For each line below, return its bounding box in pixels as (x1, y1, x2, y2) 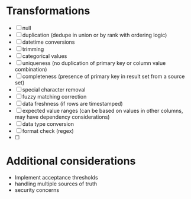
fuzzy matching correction (22, 93, 87, 100)
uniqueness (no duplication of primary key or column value (22, 59, 166, 66)
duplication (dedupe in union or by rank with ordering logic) (22, 31, 167, 38)
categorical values (22, 52, 67, 60)
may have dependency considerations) (14, 113, 110, 120)
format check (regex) (22, 127, 74, 134)
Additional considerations (6, 155, 136, 168)
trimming (22, 45, 44, 53)
